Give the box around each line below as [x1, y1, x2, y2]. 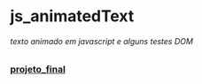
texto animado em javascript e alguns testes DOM [10, 35, 194, 46]
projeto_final [10, 64, 66, 76]
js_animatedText [10, 6, 135, 27]
